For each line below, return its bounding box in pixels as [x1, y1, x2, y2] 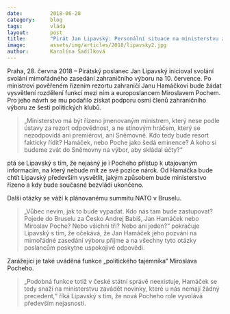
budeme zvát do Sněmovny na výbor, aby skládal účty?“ [23, 145, 183, 154]
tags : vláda [7, 23, 66, 29]
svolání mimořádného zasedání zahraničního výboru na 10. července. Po [7, 74, 212, 82]
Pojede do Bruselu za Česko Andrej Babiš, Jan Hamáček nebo [23, 214, 200, 222]
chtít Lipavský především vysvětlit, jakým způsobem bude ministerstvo [7, 173, 207, 181]
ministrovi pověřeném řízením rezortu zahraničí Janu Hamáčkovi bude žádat [7, 81, 222, 90]
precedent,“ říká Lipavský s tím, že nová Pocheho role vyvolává [23, 291, 203, 300]
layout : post [7, 29, 63, 36]
